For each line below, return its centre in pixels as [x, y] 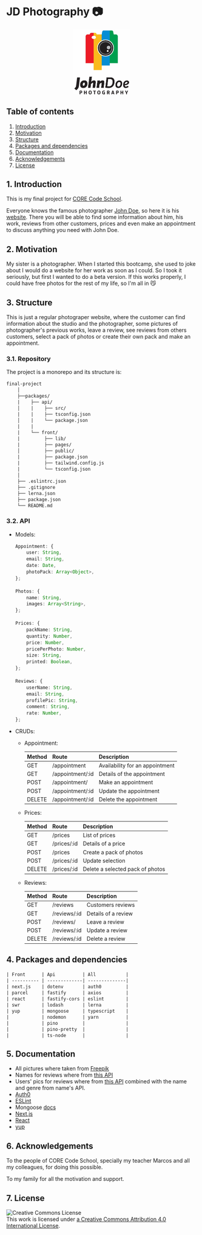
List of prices [99, 836]
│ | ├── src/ [42, 409]
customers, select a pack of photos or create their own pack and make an [99, 336]
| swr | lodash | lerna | [68, 1005]
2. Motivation [32, 249]
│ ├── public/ [46, 451]
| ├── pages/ [44, 445]
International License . [33, 1226]
